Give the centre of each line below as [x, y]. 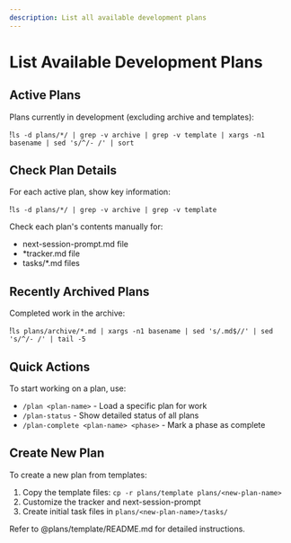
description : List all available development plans [108, 18]
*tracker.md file [51, 254]
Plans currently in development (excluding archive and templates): [132, 117]
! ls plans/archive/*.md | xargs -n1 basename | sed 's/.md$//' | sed [141, 331]
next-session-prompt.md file [75, 245]
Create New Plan [57, 454]
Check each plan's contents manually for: [86, 227]
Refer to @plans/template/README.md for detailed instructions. [127, 529]
